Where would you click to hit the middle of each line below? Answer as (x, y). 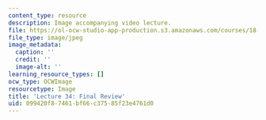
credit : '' (33, 60)
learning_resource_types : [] (56, 74)
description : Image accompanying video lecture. (90, 23)
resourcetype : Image (42, 89)
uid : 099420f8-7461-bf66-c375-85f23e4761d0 (81, 103)
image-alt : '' (38, 67)
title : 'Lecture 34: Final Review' (67, 96)
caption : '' (35, 52)
